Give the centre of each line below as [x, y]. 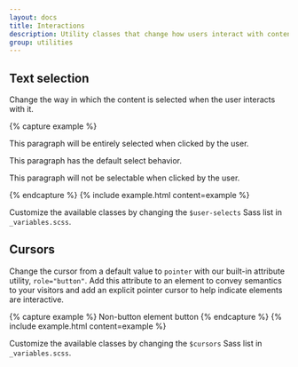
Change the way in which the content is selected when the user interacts [142, 100]
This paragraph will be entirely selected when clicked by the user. [129, 144]
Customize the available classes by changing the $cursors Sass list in [136, 343]
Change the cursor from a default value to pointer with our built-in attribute [147, 271]
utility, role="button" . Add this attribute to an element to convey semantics [145, 280]
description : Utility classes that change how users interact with [137, 34]
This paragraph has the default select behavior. [95, 161]
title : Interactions [47, 26]
